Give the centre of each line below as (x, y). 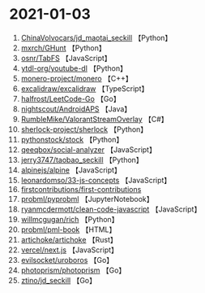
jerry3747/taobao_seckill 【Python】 (82, 160)
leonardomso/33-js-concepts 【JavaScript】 (96, 180)
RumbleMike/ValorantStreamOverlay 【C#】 (94, 119)
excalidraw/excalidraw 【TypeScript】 (85, 88)
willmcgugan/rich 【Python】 (70, 219)
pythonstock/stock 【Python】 (72, 139)
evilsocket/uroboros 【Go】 (67, 260)
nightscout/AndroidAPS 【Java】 (76, 109)
